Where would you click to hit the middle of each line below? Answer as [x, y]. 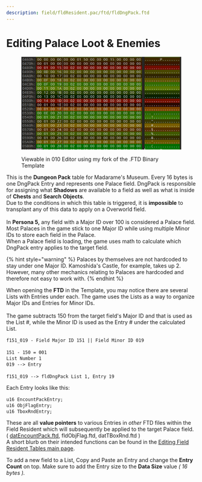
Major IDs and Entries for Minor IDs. [51, 303]
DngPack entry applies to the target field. [57, 248]
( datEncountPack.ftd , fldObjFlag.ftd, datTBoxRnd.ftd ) [73, 436]
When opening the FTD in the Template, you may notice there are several [97, 290]
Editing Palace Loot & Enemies [84, 43]
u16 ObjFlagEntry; [29, 406]
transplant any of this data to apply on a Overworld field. [76, 209]
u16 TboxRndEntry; [29, 412]
